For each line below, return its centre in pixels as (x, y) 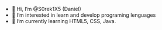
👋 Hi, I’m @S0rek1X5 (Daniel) (46, 9)
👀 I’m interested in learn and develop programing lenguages (84, 15)
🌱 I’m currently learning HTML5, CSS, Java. (64, 21)
